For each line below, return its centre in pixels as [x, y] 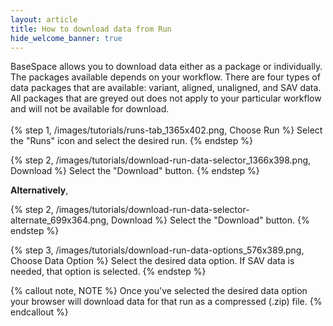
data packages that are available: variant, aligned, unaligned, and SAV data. [166, 88]
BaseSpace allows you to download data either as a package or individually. [166, 67]
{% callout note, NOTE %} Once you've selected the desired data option [159, 291]
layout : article [44, 19]
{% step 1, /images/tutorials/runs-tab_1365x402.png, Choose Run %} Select [166, 130]
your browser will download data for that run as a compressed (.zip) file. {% [166, 302]
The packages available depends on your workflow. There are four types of [165, 77]
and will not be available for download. [90, 109]
